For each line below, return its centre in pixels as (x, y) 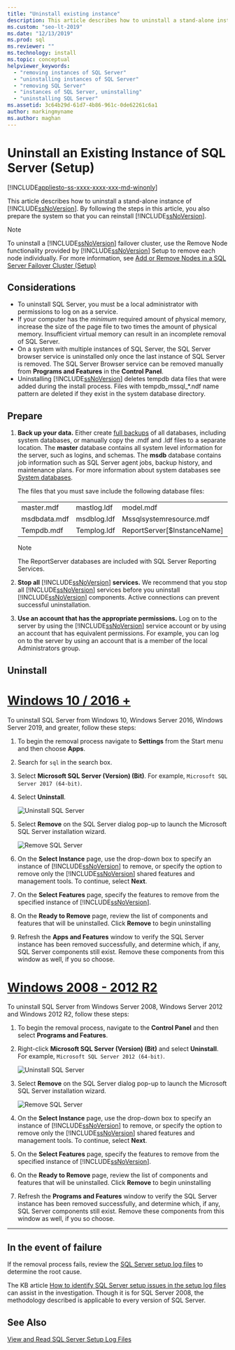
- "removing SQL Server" (50, 86)
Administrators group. (49, 648)
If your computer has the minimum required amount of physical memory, (122, 319)
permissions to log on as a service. (68, 312)
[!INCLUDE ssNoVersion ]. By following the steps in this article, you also (109, 209)
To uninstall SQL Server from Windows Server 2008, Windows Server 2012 (115, 1007)
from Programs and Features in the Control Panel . (91, 371)
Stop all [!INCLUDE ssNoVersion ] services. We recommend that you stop (122, 583)
